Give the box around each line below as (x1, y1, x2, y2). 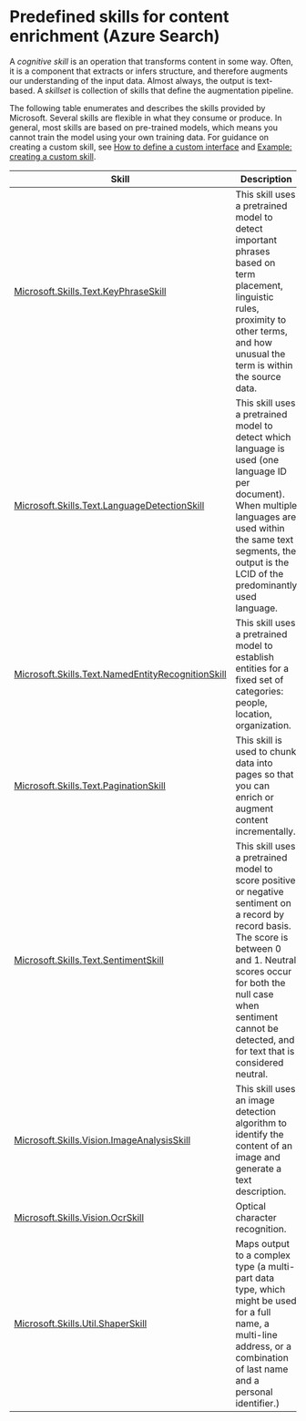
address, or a (235, 1340, 291, 1353)
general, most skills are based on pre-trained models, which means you (9, 121, 279, 133)
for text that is (235, 1045, 295, 1057)
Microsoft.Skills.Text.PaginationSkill (14, 779, 166, 792)
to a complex (235, 1249, 291, 1261)
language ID (235, 465, 287, 478)
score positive (235, 873, 296, 886)
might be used (235, 1294, 298, 1307)
